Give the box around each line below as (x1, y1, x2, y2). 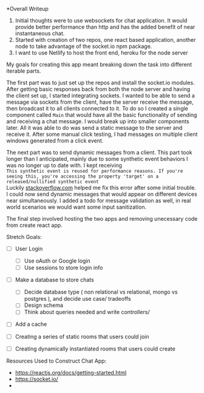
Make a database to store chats (15, 276, 94, 284)
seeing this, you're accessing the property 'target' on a (6, 173, 159, 180)
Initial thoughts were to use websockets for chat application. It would (15, 17, 188, 24)
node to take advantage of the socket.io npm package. (15, 42, 152, 50)
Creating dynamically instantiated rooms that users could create (15, 345, 176, 352)
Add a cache (15, 321, 47, 328)
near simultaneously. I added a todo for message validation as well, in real (6, 197, 191, 204)
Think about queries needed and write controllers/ (24, 309, 150, 316)
